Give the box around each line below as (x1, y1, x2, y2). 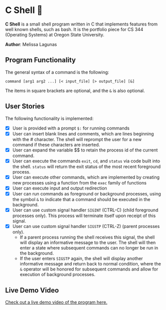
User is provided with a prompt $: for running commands (12, 125, 130, 131)
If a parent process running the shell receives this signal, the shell (19, 234, 155, 240)
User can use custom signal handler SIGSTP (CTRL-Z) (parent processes (12, 223, 160, 229)
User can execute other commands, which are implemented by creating (12, 174, 160, 180)
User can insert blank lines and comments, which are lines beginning (12, 130, 154, 136)
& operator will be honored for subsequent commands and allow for (19, 266, 159, 272)
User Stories (5, 102, 45, 110)
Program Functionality (5, 56, 76, 64)
